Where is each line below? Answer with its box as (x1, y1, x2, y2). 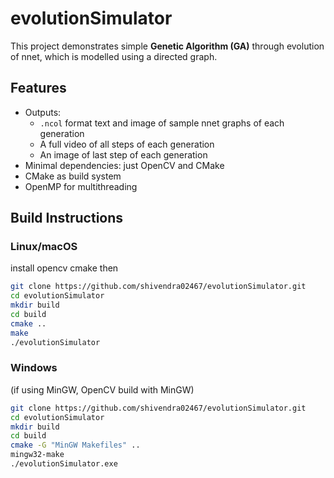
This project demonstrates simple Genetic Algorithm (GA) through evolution (10, 40, 325, 52)
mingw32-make (10, 450, 65, 460)
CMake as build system (24, 170, 122, 182)
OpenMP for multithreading (24, 180, 138, 192)
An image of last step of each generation (39, 148, 208, 161)
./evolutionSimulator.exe (10, 459, 118, 469)
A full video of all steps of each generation (39, 138, 215, 150)
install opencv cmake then (10, 262, 119, 274)
